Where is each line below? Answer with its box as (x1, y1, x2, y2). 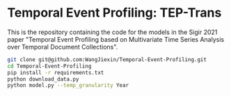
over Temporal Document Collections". (7, 42, 118, 51)
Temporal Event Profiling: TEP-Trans (7, 5, 222, 21)
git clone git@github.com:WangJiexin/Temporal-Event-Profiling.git (7, 56, 207, 63)
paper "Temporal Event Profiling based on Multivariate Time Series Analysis (7, 35, 225, 43)
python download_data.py (7, 75, 79, 83)
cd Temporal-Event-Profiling (7, 63, 92, 70)
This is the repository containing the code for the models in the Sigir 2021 (7, 28, 218, 36)
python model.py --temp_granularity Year (7, 82, 129, 89)
